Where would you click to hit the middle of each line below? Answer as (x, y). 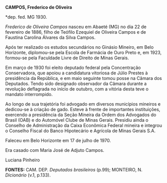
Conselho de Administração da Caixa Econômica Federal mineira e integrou (84, 125)
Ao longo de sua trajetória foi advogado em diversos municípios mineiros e (83, 104)
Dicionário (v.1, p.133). (28, 175)
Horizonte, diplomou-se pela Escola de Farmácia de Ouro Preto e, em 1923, (83, 53)
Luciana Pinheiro (23, 160)
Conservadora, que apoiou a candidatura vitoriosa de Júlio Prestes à (76, 73)
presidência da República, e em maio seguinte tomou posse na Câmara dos (84, 78)
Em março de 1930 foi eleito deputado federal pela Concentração (73, 68)
